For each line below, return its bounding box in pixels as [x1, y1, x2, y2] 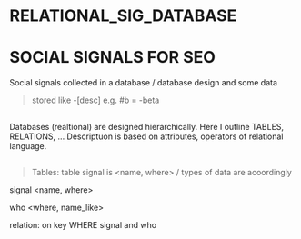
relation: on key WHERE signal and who [9, 219, 157, 230]
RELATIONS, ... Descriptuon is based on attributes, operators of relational [9, 131, 284, 142]
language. [9, 140, 47, 151]
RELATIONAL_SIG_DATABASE [9, 5, 237, 26]
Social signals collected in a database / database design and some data [9, 77, 278, 88]
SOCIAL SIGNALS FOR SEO [9, 47, 216, 68]
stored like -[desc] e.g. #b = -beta [31, 95, 160, 105]
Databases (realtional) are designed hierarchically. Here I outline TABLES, [9, 121, 285, 132]
